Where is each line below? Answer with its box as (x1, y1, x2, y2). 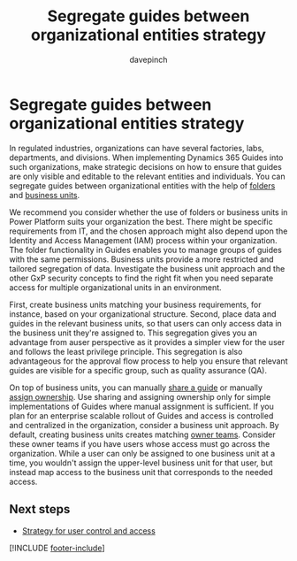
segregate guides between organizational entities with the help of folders (9, 180, 276, 191)
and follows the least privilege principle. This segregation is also (9, 346, 243, 357)
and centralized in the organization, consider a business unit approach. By (9, 419, 280, 430)
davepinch (129, 54, 168, 65)
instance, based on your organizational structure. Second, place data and (9, 308, 277, 319)
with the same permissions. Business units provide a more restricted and (9, 254, 274, 265)
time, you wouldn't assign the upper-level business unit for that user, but (9, 457, 273, 468)
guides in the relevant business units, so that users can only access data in (9, 318, 283, 328)
